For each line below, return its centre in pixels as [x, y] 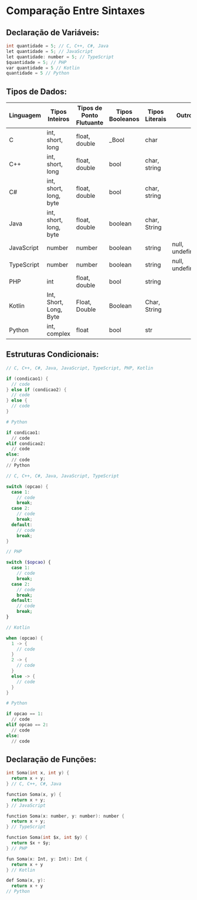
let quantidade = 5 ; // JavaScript [50, 51]
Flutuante [90, 123]
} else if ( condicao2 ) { [36, 390]
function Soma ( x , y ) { [34, 794]
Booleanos [124, 119]
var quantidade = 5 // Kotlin [43, 68]
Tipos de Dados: [37, 91]
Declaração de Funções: [51, 759]
